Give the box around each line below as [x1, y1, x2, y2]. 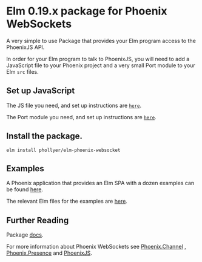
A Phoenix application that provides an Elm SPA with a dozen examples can [6, 180, 195, 187]
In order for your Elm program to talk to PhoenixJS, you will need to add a [6, 55, 190, 62]
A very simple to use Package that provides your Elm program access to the [6, 37, 196, 44]
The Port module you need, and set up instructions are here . [6, 113, 157, 120]
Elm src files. [6, 68, 39, 75]
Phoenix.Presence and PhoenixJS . [6, 249, 92, 257]
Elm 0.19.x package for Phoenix [6, 4, 167, 18]
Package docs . [6, 231, 44, 238]
